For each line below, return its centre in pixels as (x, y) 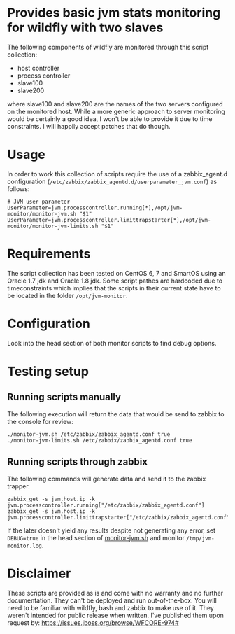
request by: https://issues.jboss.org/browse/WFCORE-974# (93, 622)
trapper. (19, 486)
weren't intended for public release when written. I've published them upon (115, 615)
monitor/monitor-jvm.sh (42, 214)
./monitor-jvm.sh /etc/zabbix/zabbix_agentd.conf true (89, 434)
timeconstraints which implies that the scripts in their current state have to (114, 288)
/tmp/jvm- (200, 538)
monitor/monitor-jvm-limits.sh (53, 226)
